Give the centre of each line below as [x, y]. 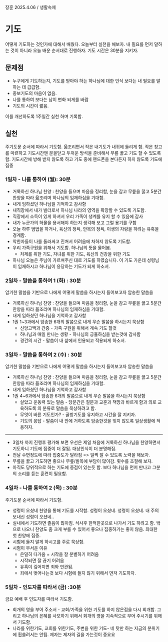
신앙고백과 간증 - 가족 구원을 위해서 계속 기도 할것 [68, 328]
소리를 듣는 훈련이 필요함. [42, 473]
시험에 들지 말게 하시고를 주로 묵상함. [48, 541]
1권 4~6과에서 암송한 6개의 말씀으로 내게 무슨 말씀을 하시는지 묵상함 [79, 396]
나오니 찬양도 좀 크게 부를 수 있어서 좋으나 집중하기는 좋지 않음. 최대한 [90, 529]
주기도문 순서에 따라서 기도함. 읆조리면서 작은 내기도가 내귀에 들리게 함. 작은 [79, 146]
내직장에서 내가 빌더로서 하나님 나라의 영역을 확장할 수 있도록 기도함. [79, 210]
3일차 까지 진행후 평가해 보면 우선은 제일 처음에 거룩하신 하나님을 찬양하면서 [86, 442]
